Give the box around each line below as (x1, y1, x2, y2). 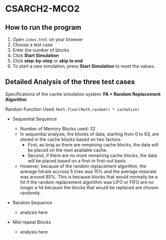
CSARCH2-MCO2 (5, 3, 80, 15)
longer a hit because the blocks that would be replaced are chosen (20, 184, 159, 190)
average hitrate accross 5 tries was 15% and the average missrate (20, 168, 157, 174)
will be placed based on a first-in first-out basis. (27, 157, 127, 164)
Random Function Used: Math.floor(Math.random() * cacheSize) (5, 106, 140, 112)
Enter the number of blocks (12, 47, 69, 53)
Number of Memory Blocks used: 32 (20, 125, 96, 131)
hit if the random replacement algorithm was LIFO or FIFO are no (20, 179, 154, 185)
